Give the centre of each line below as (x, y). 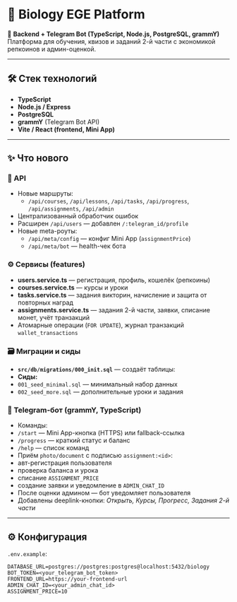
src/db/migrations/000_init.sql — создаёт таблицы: (96, 370)
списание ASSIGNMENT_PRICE (58, 478)
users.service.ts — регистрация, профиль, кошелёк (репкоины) (114, 280)
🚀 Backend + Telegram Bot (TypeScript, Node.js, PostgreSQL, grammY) (114, 34)
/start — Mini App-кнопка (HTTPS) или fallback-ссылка (101, 433)
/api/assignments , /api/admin (71, 208)
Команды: (32, 425)
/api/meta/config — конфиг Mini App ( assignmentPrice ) (109, 239)
